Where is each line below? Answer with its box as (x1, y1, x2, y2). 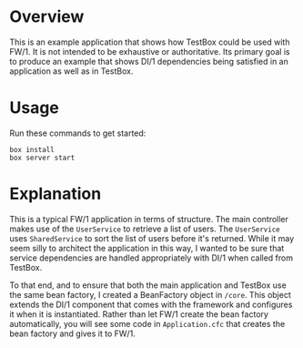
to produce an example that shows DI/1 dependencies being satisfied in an (9, 56, 288, 67)
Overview (9, 6, 85, 27)
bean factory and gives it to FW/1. (9, 328, 136, 339)
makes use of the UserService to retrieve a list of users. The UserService (9, 223, 280, 234)
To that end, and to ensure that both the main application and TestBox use (9, 280, 287, 291)
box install (9, 145, 55, 154)
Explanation (9, 184, 102, 204)
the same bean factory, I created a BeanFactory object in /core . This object (9, 289, 291, 300)
